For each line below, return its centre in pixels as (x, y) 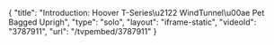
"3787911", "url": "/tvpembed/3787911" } (83, 31)
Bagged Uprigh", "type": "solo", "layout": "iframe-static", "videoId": (133, 22)
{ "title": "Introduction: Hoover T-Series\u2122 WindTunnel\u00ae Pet (137, 13)
